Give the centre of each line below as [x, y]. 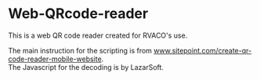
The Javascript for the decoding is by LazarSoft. [86, 67]
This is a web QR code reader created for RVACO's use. [98, 35]
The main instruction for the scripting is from [80, 50]
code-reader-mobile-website [55, 59]
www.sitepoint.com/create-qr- [203, 50]
